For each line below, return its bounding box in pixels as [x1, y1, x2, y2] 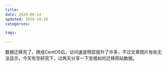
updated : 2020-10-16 [5, 16, 49, 21]
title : [5, 7, 19, 12]
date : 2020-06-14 [5, 12, 42, 17]
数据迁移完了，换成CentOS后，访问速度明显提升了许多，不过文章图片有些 [5, 49, 157, 55]
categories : [5, 21, 30, 26]
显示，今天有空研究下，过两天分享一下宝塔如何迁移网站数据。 [9, 55, 137, 61]
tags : [5, 30, 17, 35]
